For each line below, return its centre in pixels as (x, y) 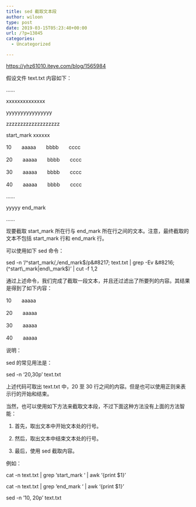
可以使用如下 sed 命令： (35, 251)
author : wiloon (24, 17)
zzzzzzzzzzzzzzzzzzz (33, 124)
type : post (19, 22)
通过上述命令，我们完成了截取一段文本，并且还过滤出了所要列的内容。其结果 (98, 280)
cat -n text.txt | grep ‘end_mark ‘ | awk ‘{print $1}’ (65, 486)
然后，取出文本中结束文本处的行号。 (58, 438)
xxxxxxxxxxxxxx (26, 101)
